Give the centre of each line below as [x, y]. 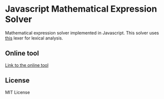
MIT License [18, 92]
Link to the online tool [27, 65]
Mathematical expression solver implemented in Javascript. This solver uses [82, 33]
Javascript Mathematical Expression [81, 9]
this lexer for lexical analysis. [34, 38]
